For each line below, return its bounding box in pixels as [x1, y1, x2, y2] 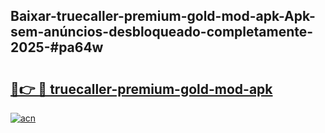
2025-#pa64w [10, 39, 104, 56]
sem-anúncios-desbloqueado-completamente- [10, 24, 314, 41]
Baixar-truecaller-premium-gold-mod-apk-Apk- [10, 8, 316, 25]
